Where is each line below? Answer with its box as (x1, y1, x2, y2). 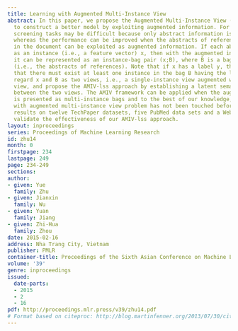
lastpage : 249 (7, 155, 50, 163)
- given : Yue (7, 181, 46, 188)
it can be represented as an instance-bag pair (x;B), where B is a (13, 57, 220, 64)
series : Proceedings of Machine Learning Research (7, 129, 160, 136)
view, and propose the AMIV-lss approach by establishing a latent (13, 83, 217, 90)
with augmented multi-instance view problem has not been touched (13, 103, 214, 110)
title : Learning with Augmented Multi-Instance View (7, 10, 166, 18)
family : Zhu (13, 188, 50, 195)
